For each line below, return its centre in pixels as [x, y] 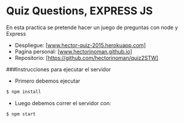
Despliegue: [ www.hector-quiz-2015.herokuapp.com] [80, 45]
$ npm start [21, 114]
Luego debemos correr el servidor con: [63, 103]
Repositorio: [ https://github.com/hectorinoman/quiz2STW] [87, 58]
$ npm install [24, 92]
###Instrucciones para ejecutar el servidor [59, 69]
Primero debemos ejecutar [47, 81]
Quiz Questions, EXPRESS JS [79, 11]
